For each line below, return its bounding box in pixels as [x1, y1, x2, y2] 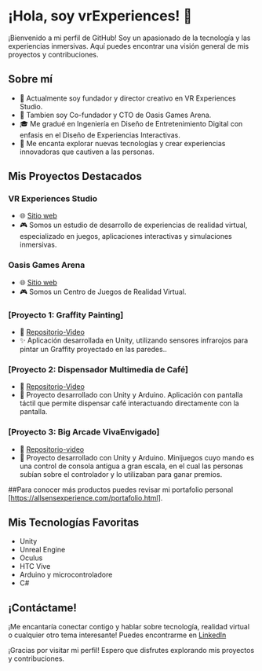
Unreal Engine [19, 545, 66, 555]
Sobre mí [8, 72, 53, 86]
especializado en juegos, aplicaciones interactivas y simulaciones [19, 232, 233, 241]
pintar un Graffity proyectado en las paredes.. [19, 345, 167, 354]
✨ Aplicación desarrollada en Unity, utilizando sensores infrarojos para [19, 335, 249, 345]
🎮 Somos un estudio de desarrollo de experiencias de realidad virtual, [19, 220, 248, 230]
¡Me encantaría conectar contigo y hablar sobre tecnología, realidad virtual [8, 622, 249, 632]
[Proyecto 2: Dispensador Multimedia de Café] [8, 364, 188, 375]
